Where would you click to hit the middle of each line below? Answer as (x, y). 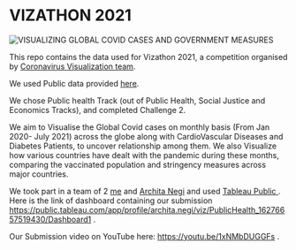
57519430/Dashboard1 (50, 219)
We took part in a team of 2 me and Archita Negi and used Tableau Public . (145, 191)
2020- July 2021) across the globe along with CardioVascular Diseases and (146, 136)
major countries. (39, 174)
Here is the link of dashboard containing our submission (111, 201)
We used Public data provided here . (74, 83)
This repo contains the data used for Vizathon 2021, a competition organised (148, 57)
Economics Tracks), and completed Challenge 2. (98, 110)
